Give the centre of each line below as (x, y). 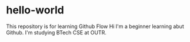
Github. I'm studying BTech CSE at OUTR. (56, 32)
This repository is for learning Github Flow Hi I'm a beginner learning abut (95, 26)
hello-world (35, 10)
